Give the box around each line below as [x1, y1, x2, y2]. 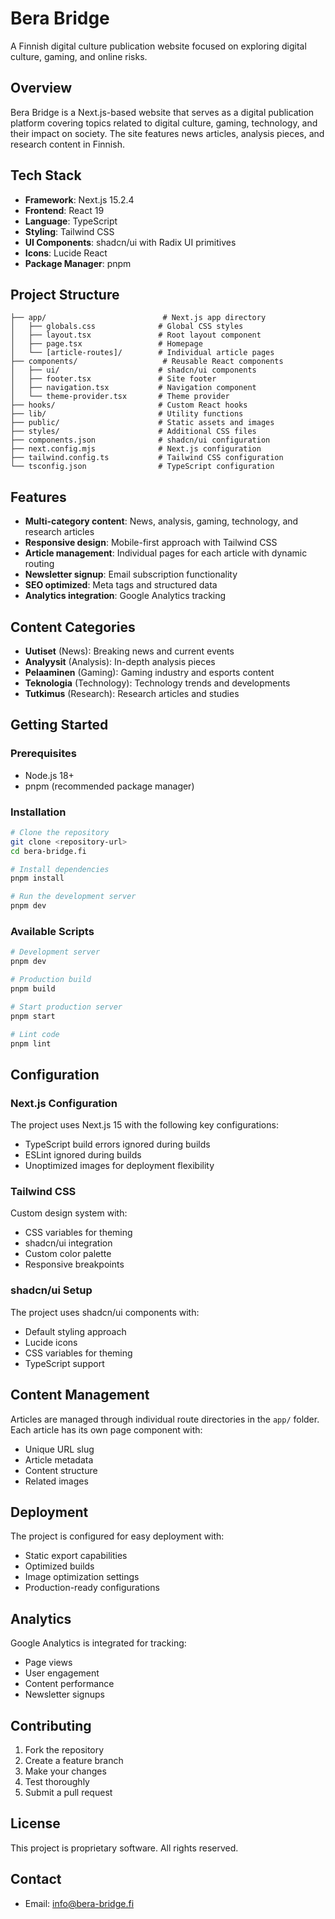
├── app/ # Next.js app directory [10, 313, 267, 323]
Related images [24, 1475, 89, 1487]
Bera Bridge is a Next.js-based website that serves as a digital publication [10, 106, 315, 118]
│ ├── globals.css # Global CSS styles [10, 322, 244, 332]
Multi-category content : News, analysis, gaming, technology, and [24, 515, 299, 527]
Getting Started [10, 717, 109, 734]
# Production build [10, 975, 92, 985]
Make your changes [24, 1765, 107, 1777]
